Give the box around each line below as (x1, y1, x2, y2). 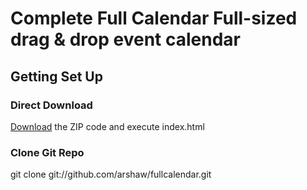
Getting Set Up (10, 68, 103, 85)
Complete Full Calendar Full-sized (10, 7, 298, 30)
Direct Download (10, 98, 93, 112)
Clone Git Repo (10, 145, 85, 159)
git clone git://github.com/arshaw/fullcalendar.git (10, 168, 212, 181)
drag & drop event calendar (10, 28, 241, 51)
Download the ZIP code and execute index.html (10, 120, 205, 132)
